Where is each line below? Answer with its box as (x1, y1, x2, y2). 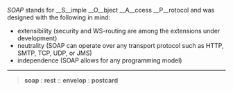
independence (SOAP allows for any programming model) (17, 56, 182, 65)
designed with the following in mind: (7, 13, 111, 22)
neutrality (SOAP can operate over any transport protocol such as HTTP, (17, 42, 224, 49)
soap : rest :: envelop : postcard (24, 76, 119, 84)
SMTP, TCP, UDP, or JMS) (17, 49, 92, 57)
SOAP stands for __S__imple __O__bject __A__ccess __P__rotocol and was (7, 6, 215, 14)
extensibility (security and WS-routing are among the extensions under (17, 27, 221, 35)
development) (17, 34, 58, 42)
